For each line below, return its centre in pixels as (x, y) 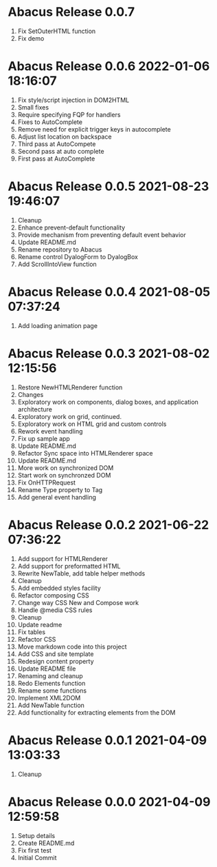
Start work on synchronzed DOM (64, 475)
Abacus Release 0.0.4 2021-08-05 (109, 292)
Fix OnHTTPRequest (47, 482)
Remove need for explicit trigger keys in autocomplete (94, 129)
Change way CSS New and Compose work (78, 602)
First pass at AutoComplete (56, 159)
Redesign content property (56, 661)
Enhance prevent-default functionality (71, 227)
